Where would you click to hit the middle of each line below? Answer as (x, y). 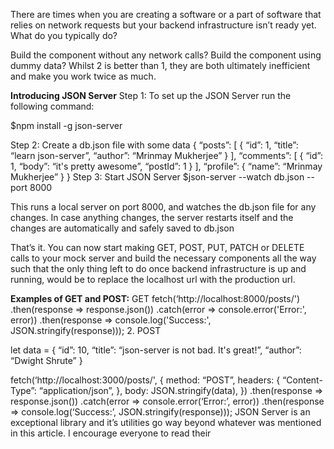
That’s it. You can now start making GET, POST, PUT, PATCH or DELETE (157, 247)
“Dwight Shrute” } (46, 360)
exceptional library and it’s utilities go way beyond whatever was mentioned (166, 422)
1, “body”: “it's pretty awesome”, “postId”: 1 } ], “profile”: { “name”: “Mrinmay (166, 166)
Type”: (23, 390)
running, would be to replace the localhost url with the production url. (153, 279)
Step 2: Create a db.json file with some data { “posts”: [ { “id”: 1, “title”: (154, 145)
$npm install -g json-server (66, 125)
